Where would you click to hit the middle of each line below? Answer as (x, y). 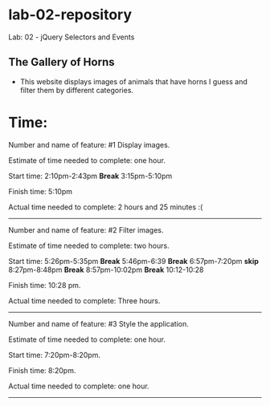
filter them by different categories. (77, 90)
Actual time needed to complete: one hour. (79, 386)
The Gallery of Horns (61, 62)
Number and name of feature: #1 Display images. (89, 144)
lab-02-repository (70, 15)
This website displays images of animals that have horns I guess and (133, 81)
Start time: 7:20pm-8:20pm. (54, 355)
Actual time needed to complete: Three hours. (84, 300)
